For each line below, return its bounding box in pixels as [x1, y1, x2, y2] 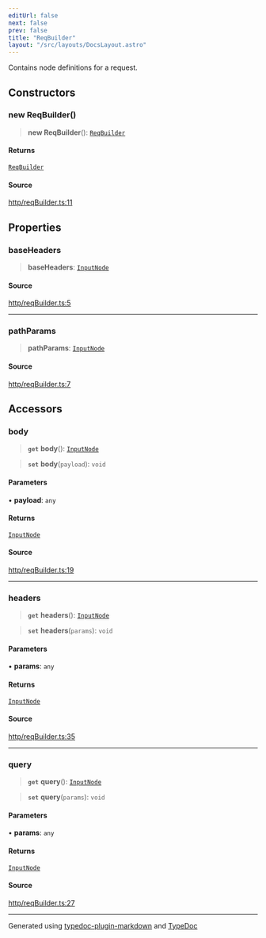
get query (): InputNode [27, 777, 102, 787]
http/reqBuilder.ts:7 [8, 379, 71, 389]
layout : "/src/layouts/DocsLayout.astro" [8, 41, 147, 49]
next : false [8, 19, 47, 27]
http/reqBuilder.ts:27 [8, 898, 75, 908]
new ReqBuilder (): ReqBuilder [27, 128, 126, 137]
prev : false [8, 26, 47, 34]
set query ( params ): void [27, 792, 105, 802]
